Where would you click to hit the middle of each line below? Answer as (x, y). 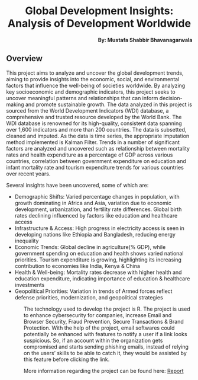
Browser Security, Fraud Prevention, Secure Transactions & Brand (104, 321)
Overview (25, 58)
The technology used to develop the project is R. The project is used (107, 309)
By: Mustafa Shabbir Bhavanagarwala (145, 40)
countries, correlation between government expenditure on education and (96, 161)
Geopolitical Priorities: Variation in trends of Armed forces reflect (93, 291)
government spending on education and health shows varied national (99, 253)
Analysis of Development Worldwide (99, 23)
